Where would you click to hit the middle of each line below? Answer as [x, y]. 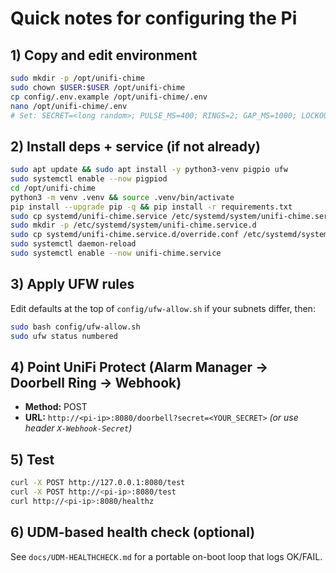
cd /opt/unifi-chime [53, 188]
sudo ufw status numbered [64, 336]
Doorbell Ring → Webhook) [96, 382]
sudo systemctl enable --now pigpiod [89, 179]
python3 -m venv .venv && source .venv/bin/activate [122, 197]
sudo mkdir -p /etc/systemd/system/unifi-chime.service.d [133, 225]
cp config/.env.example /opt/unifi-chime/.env [109, 97]
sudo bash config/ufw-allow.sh [75, 327]
